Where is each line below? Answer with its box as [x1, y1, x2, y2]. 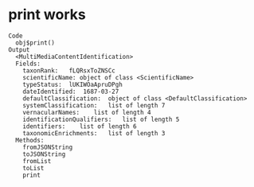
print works [8, 6, 86, 24]
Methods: [15, 136, 45, 144]
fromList [22, 157, 52, 165]
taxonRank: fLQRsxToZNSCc [22, 66, 115, 75]
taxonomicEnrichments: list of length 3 [22, 129, 166, 137]
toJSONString [22, 150, 66, 158]
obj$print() [15, 38, 56, 47]
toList [22, 164, 45, 172]
